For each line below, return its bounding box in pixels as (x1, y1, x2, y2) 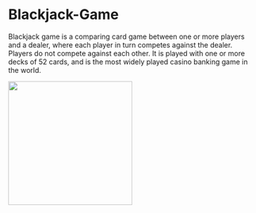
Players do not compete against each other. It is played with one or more (8, 48, 246, 58)
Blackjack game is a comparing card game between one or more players (8, 32, 245, 41)
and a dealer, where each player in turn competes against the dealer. (8, 40, 233, 49)
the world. (8, 65, 42, 74)
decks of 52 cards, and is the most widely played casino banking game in (8, 57, 248, 67)
